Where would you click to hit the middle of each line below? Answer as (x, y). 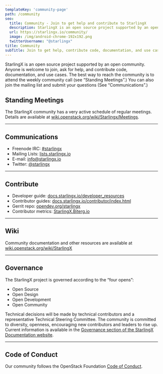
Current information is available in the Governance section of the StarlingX (79, 330)
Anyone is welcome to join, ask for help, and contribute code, (66, 69)
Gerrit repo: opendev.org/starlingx (46, 206)
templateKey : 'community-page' (37, 9)
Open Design (25, 294)
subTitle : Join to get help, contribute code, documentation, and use (78, 50)
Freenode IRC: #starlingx (37, 149)
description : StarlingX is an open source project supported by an (79, 28)
